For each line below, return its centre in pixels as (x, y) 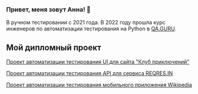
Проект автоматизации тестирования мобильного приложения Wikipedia (99, 85)
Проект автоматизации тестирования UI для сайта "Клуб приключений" (98, 62)
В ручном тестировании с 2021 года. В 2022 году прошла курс (86, 23)
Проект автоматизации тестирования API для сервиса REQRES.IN (90, 73)
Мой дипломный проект (54, 47)
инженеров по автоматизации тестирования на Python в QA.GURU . (91, 29)
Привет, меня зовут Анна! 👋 (48, 10)
